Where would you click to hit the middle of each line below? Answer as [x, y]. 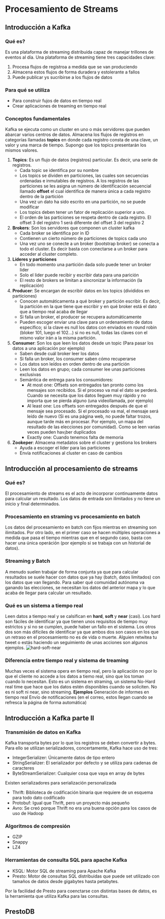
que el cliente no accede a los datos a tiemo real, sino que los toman [75, 677]
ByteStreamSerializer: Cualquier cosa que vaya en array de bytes [78, 773]
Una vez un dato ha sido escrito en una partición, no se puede [83, 202]
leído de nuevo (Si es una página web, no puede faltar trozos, [89, 416]
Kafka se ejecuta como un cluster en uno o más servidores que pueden [78, 130]
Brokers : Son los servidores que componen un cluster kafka [73, 228]
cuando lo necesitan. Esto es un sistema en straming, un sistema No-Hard [80, 681]
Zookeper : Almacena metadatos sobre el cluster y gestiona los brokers [84, 442]
